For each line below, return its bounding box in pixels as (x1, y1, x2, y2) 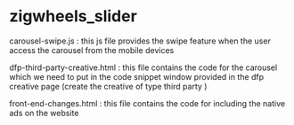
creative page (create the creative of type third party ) (9, 81, 208, 91)
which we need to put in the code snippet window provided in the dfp (9, 71, 265, 82)
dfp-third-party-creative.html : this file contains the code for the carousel (9, 62, 278, 73)
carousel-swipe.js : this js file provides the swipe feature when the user (9, 35, 272, 46)
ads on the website (9, 107, 79, 118)
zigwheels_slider (9, 6, 138, 27)
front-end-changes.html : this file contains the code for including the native (9, 98, 286, 108)
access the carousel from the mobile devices (9, 44, 175, 55)
